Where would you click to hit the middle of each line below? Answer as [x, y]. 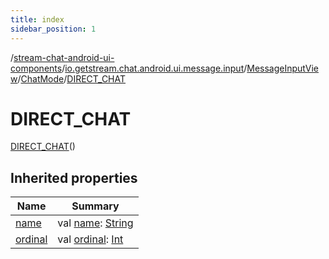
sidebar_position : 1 [53, 29]
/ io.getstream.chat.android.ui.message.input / [154, 68]
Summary [95, 206]
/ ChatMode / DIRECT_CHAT [72, 78]
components [36, 68]
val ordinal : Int [90, 239]
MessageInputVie [283, 68]
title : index [37, 19]
